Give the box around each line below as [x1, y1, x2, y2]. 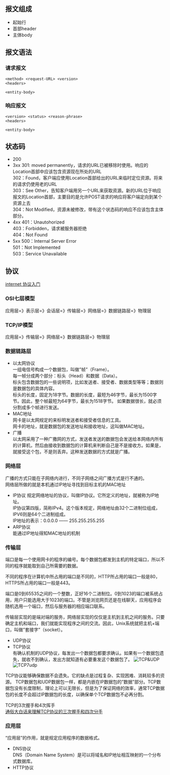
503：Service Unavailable [12, 250, 67, 256]
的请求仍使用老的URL [12, 181, 57, 187]
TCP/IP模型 [5, 321, 33, 328]
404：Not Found [12, 232, 48, 238]
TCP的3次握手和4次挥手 [5, 702, 56, 708]
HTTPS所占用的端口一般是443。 [5, 580, 73, 586]
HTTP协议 [12, 764, 34, 770]
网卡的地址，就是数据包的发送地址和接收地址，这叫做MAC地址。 [12, 423, 147, 429]
